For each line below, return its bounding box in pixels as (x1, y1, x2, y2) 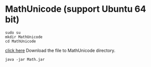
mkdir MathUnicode (5, 34, 43, 39)
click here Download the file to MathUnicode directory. (5, 47, 116, 53)
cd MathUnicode (5, 38, 36, 44)
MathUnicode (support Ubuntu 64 (5, 3, 146, 15)
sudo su (5, 30, 21, 35)
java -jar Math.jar (5, 57, 45, 62)
